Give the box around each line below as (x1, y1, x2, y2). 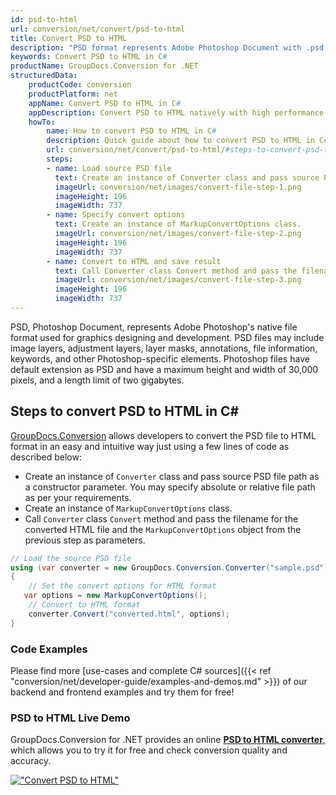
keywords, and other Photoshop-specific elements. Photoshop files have (10, 352, 310, 365)
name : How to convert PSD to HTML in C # (46, 126, 217, 136)
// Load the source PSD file (10, 553, 132, 563)
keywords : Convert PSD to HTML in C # (10, 52, 168, 62)
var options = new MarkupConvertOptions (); (23, 591, 208, 601)
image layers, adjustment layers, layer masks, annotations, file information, (10, 342, 318, 354)
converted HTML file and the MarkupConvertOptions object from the (24, 523, 302, 535)
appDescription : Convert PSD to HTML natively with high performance (28, 107, 325, 118)
